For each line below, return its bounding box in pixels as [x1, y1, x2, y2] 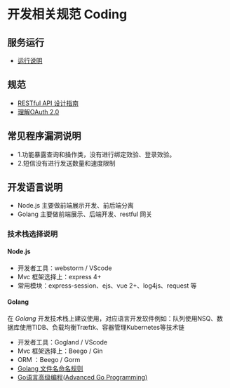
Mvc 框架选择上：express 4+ [17, 272, 102, 281]
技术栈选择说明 [7, 229, 58, 239]
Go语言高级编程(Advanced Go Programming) [17, 373, 148, 381]
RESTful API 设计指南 [17, 99, 79, 107]
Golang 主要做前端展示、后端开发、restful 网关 [17, 210, 153, 218]
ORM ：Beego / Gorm [17, 355, 81, 363]
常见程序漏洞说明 [7, 131, 81, 142]
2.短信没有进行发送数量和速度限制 [17, 159, 116, 167]
